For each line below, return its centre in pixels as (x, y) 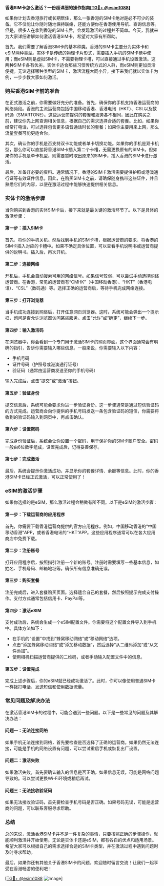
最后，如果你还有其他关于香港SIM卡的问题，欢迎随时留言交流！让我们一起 (80, 862)
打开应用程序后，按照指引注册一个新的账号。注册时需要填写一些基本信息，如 (82, 562)
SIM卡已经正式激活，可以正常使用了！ (47, 477)
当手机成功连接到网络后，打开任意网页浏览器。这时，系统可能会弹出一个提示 (82, 312)
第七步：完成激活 (22, 459)
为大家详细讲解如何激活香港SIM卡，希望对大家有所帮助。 (62, 36)
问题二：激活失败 (22, 761)
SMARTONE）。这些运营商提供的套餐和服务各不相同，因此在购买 (82, 115)
